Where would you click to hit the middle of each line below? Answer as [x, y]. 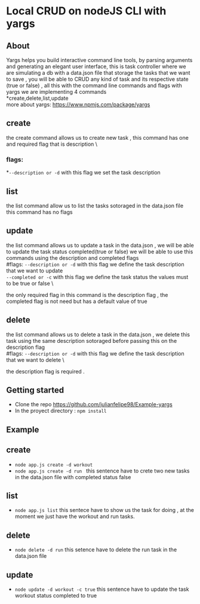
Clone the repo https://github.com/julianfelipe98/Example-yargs [94, 404]
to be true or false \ [30, 283]
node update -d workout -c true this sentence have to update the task [102, 589]
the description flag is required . [45, 371]
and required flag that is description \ [52, 144]
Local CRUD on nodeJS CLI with [86, 11]
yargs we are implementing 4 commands [56, 92]
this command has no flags [39, 212]
